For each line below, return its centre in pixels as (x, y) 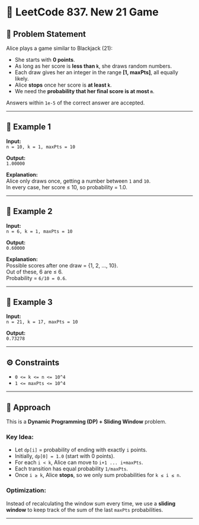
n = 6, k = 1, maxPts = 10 (39, 231)
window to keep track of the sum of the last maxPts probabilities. (85, 510)
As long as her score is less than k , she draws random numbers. (93, 66)
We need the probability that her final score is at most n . (85, 91)
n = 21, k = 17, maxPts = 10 (42, 322)
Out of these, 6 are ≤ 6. (35, 272)
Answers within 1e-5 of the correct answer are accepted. (76, 103)
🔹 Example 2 (29, 211)
